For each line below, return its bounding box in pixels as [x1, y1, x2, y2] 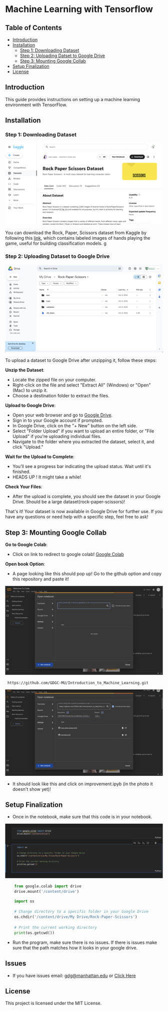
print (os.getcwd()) [14, 930, 55, 935]
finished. [12, 469, 31, 475]
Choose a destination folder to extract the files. [12, 393, 109, 399]
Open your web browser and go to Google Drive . [12, 412, 113, 418]
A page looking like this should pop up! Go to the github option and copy [12, 571, 161, 577]
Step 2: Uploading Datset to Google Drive [19, 53, 105, 59]
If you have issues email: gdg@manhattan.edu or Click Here [12, 972, 136, 978]
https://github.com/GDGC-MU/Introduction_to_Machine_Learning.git [7, 681, 149, 686]
